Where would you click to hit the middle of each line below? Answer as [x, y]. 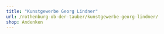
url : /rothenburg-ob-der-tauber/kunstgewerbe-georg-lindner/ [82, 17]
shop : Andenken [25, 22]
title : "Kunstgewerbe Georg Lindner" [52, 11]
